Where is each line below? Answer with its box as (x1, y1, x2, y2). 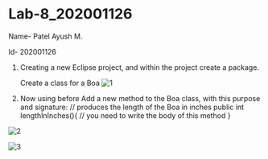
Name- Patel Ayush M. (8, 31, 83, 41)
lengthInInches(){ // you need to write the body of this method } (19, 110, 231, 120)
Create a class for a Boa (19, 78, 101, 88)
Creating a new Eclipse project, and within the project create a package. (19, 62, 260, 72)
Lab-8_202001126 (8, 5, 133, 23)
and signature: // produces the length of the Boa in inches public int (19, 102, 244, 112)
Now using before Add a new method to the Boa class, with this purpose (19, 93, 261, 103)
